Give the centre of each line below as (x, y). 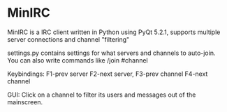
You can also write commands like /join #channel (78, 60)
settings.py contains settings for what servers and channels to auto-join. (111, 53)
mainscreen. (25, 102)
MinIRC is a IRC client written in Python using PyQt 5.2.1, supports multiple (114, 32)
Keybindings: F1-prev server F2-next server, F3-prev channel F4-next (108, 74)
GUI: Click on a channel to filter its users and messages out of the (102, 95)
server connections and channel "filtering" (68, 39)
